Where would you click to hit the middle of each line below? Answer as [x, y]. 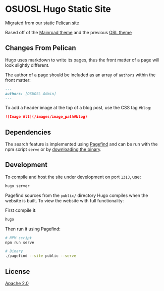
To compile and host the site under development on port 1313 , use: [73, 177]
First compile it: [21, 210]
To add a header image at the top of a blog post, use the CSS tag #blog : [78, 108]
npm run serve [20, 242]
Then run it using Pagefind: [33, 229]
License [18, 271]
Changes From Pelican [41, 48]
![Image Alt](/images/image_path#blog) [46, 117]
